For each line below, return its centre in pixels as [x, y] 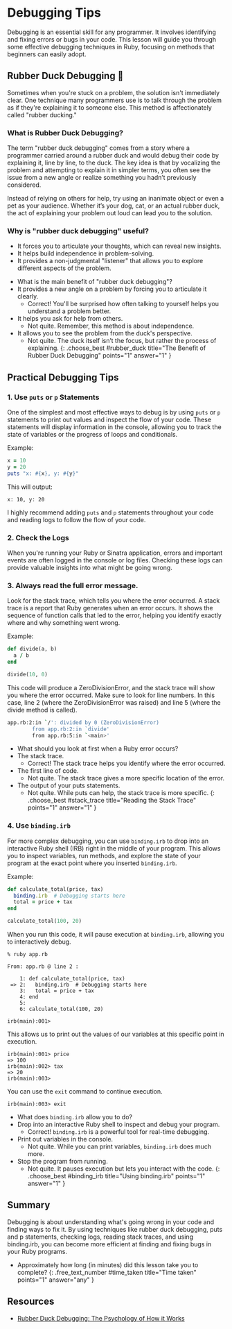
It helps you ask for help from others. [70, 319]
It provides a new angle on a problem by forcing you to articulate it [112, 289]
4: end [29, 997]
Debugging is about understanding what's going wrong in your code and [111, 1222]
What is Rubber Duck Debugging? [65, 133]
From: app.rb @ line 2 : [43, 967]
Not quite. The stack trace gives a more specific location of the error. [126, 778]
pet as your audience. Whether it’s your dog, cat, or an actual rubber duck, [114, 206]
